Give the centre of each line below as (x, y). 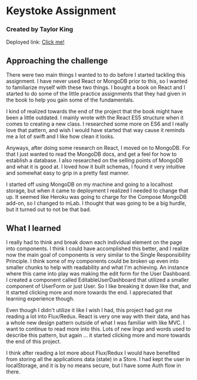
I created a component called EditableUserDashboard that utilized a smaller (98, 280)
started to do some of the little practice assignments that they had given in (96, 94)
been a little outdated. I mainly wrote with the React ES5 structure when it (95, 118)
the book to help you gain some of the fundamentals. (70, 100)
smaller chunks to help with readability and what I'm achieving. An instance (97, 267)
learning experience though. (40, 299)
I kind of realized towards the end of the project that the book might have (95, 112)
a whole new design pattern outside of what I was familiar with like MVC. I (96, 323)
